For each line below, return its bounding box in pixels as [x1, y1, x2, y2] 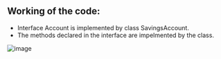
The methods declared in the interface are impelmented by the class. [17, 31, 215, 39]
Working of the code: [7, 5, 100, 17]
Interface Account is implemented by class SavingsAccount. [17, 23, 189, 32]
